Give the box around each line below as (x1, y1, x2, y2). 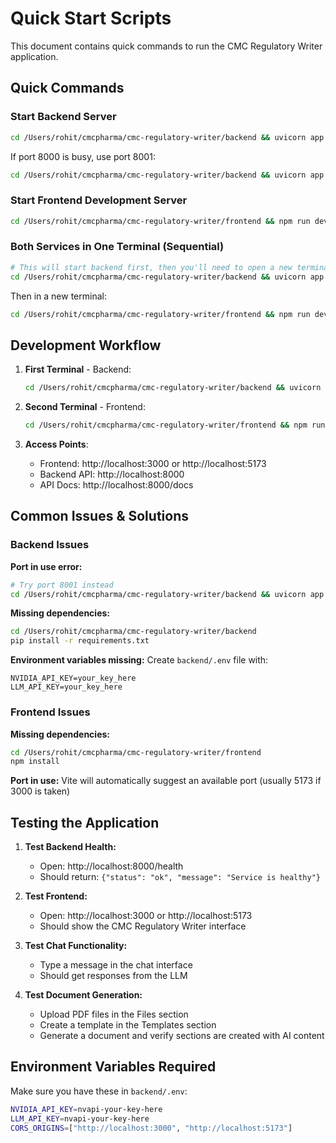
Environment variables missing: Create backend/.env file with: (10, 654, 269, 666)
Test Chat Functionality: (24, 940, 128, 952)
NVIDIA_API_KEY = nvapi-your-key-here (10, 1104, 163, 1114)
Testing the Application (10, 814, 160, 831)
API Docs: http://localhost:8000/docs (39, 479, 194, 491)
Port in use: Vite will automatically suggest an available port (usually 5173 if (10, 775, 322, 787)
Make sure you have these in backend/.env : (10, 1085, 188, 1097)
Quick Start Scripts (10, 7, 172, 30)
